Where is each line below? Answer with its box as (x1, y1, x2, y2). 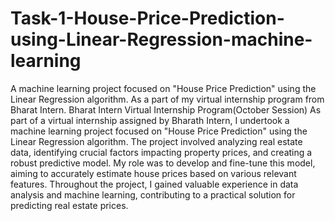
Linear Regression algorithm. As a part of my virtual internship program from (10, 93, 325, 105)
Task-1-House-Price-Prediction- (10, 7, 285, 30)
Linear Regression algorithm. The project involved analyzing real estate (10, 135, 303, 147)
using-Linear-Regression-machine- (10, 28, 313, 51)
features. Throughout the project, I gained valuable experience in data (10, 178, 299, 190)
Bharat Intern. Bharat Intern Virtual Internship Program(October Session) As (10, 103, 322, 116)
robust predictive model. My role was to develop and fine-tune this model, (10, 157, 316, 169)
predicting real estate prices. (10, 199, 129, 211)
